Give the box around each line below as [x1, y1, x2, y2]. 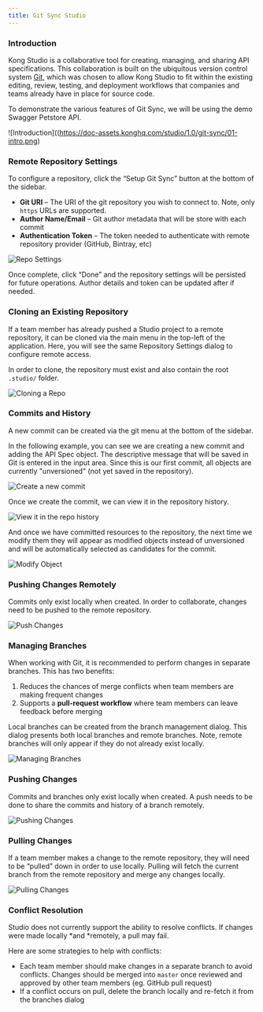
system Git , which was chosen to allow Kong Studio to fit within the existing [8, 72, 254, 81]
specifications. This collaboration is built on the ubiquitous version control [8, 64, 248, 73]
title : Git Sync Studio [8, 11, 87, 20]
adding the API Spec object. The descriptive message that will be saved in [8, 449, 249, 459]
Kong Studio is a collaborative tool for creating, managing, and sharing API [8, 55, 250, 65]
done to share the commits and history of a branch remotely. [8, 800, 205, 809]
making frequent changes [19, 690, 104, 700]
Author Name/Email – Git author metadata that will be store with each [19, 214, 246, 224]
